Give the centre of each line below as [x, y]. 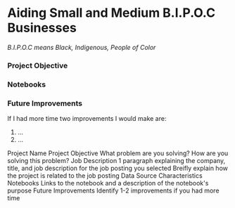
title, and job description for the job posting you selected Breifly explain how [118, 168]
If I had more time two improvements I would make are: [87, 119]
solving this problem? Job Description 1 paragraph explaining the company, [116, 161]
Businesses [42, 28]
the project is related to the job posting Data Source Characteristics [105, 176]
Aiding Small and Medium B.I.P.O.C [112, 13]
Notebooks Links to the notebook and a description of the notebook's [108, 183]
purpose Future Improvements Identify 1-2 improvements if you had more [113, 190]
